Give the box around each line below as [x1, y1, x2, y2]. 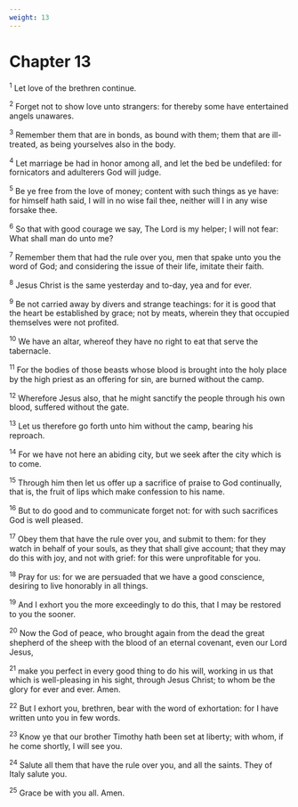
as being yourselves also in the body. [39, 139, 176, 150]
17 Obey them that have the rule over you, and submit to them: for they [9, 532, 267, 544]
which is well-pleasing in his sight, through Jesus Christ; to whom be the [9, 674, 276, 686]
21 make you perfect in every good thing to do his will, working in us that [9, 664, 274, 676]
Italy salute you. [9, 769, 68, 779]
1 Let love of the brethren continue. [9, 81, 137, 94]
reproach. [9, 430, 45, 441]
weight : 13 [9, 12, 50, 22]
